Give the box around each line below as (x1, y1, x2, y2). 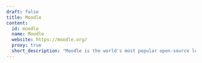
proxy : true (11, 43, 42, 49)
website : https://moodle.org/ (11, 37, 87, 43)
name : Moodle (11, 31, 44, 37)
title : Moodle (6, 14, 42, 20)
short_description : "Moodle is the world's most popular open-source (11, 48, 189, 54)
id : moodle (11, 25, 39, 32)
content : (6, 20, 28, 26)
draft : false (6, 8, 39, 15)
